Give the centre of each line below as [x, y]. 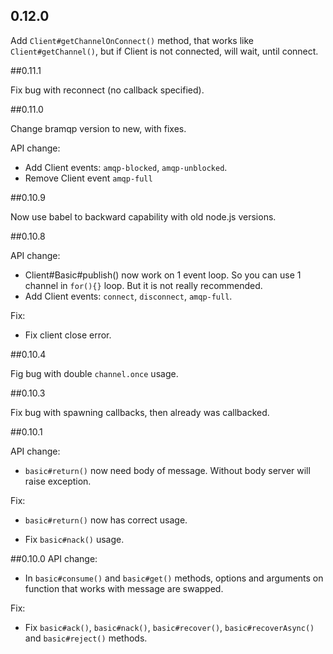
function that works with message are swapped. [124, 588]
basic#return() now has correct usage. [106, 520]
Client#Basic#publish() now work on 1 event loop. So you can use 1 [163, 275]
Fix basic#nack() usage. [74, 539]
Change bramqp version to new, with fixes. [98, 128]
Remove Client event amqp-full [88, 178]
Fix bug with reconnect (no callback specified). [107, 90]
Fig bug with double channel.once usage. [94, 373]
